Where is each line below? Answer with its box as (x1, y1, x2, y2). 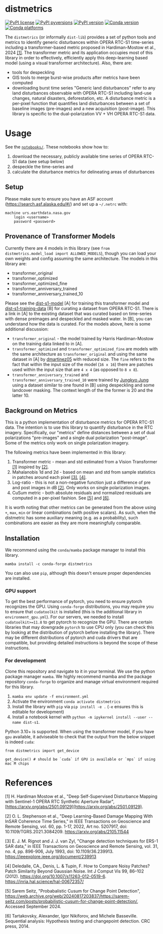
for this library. (5, 684, 35, 690)
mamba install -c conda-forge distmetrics (5, 562, 92, 567)
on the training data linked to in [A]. (12, 341, 83, 347)
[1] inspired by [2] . (12, 464, 49, 470)
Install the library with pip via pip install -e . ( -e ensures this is (12, 703, 144, 709)
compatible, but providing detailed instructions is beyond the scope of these (5, 640, 158, 646)
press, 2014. (5, 923, 30, 929)
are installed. (5, 575, 31, 581)
